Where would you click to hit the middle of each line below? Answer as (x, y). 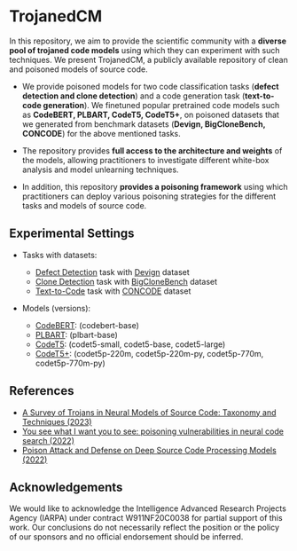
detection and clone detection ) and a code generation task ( (133, 96)
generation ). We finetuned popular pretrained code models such (161, 105)
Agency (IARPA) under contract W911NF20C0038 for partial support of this (146, 518)
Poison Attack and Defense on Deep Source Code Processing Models (149, 450)
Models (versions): (56, 308)
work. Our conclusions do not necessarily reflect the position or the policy (145, 527)
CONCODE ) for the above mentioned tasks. (102, 133)
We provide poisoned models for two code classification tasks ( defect (150, 86)
